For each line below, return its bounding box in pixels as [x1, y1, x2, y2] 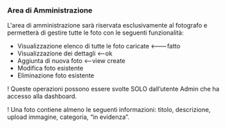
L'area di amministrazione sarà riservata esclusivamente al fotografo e [7, 21, 208, 30]
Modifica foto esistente [17, 64, 84, 73]
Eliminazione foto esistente [17, 71, 95, 80]
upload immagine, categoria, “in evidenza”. [7, 113, 130, 121]
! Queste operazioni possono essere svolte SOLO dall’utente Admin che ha [7, 85, 220, 93]
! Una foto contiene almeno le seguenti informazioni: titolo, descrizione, [7, 106, 211, 114]
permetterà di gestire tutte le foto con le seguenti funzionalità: [7, 28, 184, 37]
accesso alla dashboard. [7, 92, 78, 100]
